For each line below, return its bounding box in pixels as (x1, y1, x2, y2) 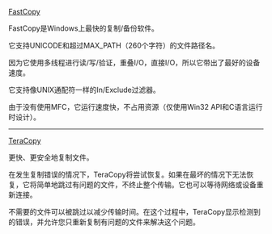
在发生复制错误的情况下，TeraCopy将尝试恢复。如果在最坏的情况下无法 (8, 169, 247, 179)
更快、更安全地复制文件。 (8, 153, 94, 162)
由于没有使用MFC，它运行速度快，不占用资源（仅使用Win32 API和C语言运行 (8, 102, 263, 111)
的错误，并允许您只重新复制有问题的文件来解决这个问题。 (8, 217, 200, 227)
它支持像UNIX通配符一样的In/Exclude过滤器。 (8, 85, 160, 94)
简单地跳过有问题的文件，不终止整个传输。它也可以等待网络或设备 (36, 180, 257, 189)
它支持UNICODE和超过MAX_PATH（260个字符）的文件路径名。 (8, 40, 220, 50)
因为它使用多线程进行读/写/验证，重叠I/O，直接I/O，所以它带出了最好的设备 (8, 58, 261, 67)
